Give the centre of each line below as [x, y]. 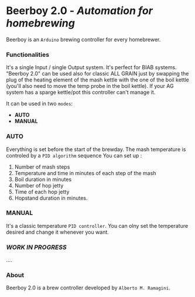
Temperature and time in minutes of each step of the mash [85, 173]
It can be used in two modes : [40, 104]
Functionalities [28, 54]
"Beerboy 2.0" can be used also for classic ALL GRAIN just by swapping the [97, 74]
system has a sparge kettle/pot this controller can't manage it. [81, 93]
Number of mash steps [42, 167]
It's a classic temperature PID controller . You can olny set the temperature [97, 226]
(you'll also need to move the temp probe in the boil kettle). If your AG [90, 86]
